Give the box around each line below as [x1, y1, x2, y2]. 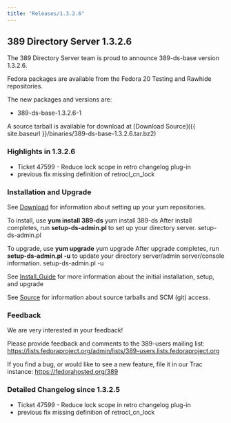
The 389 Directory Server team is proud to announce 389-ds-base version [7, 54, 219, 62]
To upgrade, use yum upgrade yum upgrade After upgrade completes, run [7, 245, 219, 253]
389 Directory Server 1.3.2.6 [7, 36, 132, 48]
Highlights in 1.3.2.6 [7, 147, 76, 156]
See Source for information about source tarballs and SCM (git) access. [7, 293, 210, 301]
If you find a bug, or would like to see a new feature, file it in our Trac [7, 360, 203, 368]
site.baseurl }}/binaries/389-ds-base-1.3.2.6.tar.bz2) [7, 129, 157, 138]
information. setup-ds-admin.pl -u [7, 259, 104, 267]
